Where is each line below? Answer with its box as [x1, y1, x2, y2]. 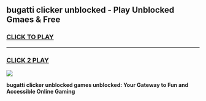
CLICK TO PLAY [6, 33, 54, 42]
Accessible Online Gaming [6, 88, 75, 95]
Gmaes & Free [6, 15, 61, 25]
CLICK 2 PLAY [6, 56, 49, 64]
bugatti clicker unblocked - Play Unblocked [6, 5, 175, 15]
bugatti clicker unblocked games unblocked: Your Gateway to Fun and [6, 81, 189, 88]
